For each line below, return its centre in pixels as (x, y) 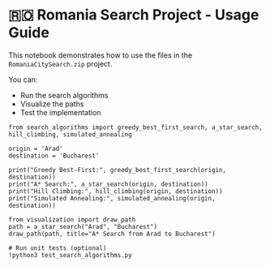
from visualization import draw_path (72, 220)
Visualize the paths (52, 104)
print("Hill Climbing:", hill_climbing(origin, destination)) (116, 191)
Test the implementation (60, 112)
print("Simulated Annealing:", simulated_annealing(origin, (112, 198)
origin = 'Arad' (36, 149)
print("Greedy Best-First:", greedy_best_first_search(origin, (118, 170)
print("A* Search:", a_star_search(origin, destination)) (108, 184)
